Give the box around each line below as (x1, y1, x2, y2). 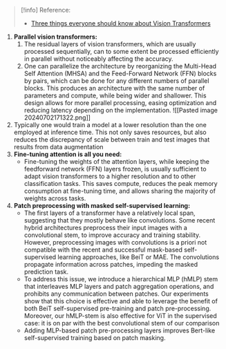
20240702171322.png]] (23, 113, 91, 122)
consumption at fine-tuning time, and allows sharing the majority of (23, 187, 216, 195)
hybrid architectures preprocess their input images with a (23, 224, 188, 232)
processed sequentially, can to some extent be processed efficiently (23, 48, 219, 55)
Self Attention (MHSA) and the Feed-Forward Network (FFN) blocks (23, 69, 217, 77)
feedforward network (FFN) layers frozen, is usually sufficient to (23, 165, 207, 173)
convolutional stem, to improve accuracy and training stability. (23, 231, 201, 239)
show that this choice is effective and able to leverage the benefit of (23, 297, 218, 305)
